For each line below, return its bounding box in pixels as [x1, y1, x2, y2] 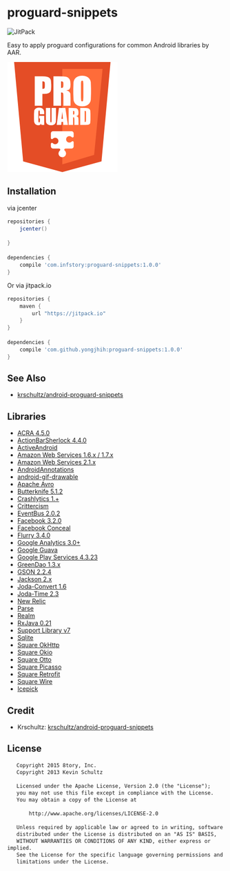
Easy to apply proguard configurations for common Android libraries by [7, 41, 209, 49]
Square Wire [17, 678, 53, 686]
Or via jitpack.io [7, 281, 52, 290]
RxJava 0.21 [17, 619, 52, 627]
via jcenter [7, 204, 37, 212]
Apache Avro [17, 480, 54, 488]
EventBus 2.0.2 [17, 509, 61, 517]
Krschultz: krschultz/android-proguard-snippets [17, 723, 154, 731]
